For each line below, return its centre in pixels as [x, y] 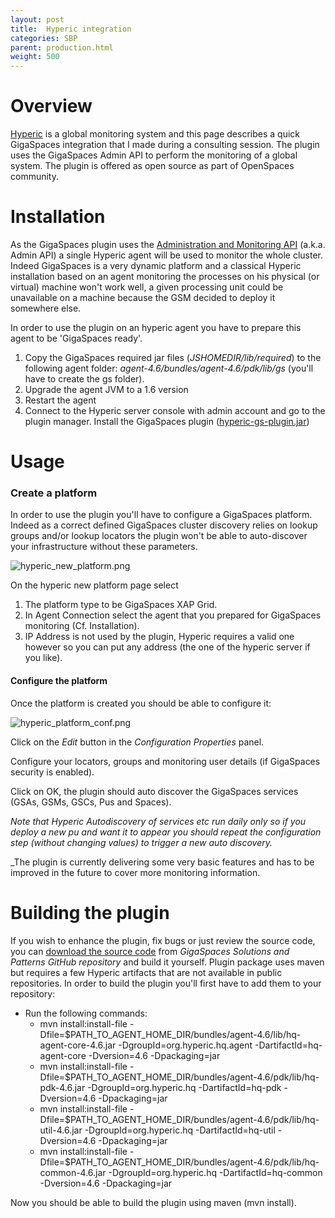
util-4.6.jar [61, 1130]
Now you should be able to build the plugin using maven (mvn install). [153, 1202]
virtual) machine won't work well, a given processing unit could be [147, 287]
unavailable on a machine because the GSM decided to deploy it [143, 297]
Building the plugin [90, 912]
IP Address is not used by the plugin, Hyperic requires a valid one [159, 637]
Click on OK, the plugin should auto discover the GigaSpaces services [154, 791]
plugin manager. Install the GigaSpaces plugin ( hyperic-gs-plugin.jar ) [167, 421]
